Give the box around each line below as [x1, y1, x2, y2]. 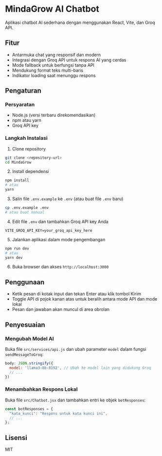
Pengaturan [5, 87, 41, 95]
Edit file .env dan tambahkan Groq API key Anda [12, 218, 108, 225]
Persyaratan [5, 101, 35, 108]
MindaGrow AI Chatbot [5, 3, 100, 15]
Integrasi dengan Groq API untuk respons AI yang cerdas [12, 57, 126, 63]
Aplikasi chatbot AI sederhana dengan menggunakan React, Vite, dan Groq [5, 19, 155, 25]
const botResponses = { [5, 406, 54, 411]
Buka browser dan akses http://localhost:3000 [12, 264, 109, 270]
